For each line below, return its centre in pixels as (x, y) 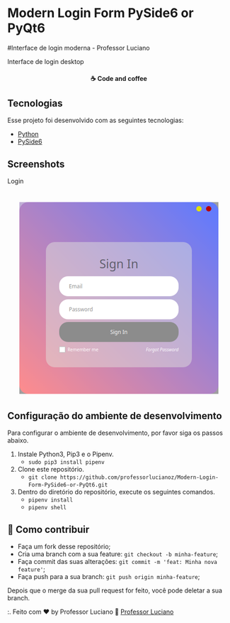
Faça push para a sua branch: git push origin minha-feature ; (109, 576)
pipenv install (50, 500)
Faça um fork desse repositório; (64, 546)
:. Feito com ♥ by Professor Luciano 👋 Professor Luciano (91, 612)
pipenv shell (47, 508)
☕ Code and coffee (119, 78)
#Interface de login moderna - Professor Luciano (79, 48)
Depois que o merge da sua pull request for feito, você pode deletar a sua (115, 590)
